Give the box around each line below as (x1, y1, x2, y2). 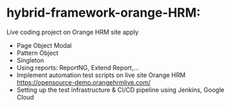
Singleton (16, 56, 45, 64)
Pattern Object (16, 49, 58, 57)
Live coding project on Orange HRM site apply (6, 28, 139, 36)
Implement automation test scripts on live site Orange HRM (16, 71, 186, 79)
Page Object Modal (16, 41, 72, 49)
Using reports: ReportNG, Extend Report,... (16, 63, 140, 72)
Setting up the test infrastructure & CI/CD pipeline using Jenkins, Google (16, 85, 225, 94)
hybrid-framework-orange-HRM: (6, 5, 201, 21)
